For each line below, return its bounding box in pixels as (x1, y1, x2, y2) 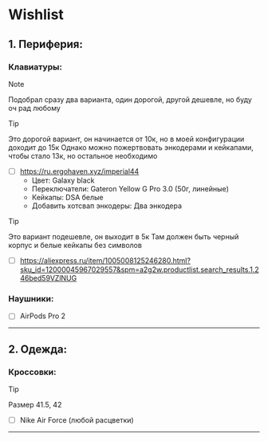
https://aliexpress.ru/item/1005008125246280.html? (19, 255, 191, 265)
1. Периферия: (8, 37, 84, 51)
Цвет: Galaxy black (31, 175, 95, 185)
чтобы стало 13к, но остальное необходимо (8, 151, 158, 160)
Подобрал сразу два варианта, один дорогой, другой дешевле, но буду (8, 94, 253, 104)
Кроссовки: (8, 366, 57, 377)
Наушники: (8, 293, 54, 304)
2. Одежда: (8, 342, 68, 356)
